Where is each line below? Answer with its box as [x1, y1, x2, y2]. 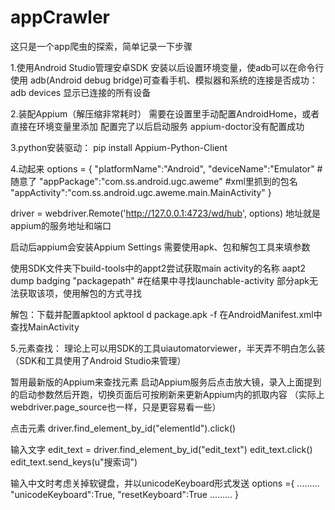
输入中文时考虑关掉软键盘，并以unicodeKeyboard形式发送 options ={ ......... [10, 477, 320, 489]
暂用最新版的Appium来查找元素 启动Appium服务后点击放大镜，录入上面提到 [10, 376, 322, 388]
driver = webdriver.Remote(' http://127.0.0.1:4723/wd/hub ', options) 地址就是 [10, 207, 321, 219]
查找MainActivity [10, 321, 80, 333]
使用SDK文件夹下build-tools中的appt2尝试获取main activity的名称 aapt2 [10, 262, 307, 274]
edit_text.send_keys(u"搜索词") [10, 456, 138, 468]
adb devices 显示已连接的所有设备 [10, 86, 152, 98]
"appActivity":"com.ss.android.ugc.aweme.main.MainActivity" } [10, 186, 272, 198]
